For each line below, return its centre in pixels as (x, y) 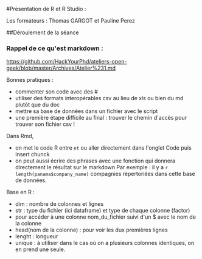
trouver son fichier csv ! (45, 124)
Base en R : (20, 192)
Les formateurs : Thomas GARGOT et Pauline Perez (71, 20)
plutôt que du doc (37, 105)
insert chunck (32, 155)
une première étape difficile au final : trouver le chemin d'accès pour (101, 118)
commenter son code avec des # (57, 92)
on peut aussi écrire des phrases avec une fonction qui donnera (95, 161)
